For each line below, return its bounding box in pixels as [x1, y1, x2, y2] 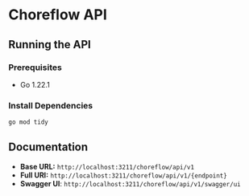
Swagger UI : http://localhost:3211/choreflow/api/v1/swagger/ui [19, 178, 241, 188]
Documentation [8, 141, 89, 154]
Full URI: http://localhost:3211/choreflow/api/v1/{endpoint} [19, 170, 227, 180]
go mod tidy [8, 118, 48, 126]
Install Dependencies [8, 100, 93, 111]
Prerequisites [8, 62, 62, 73]
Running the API [8, 38, 91, 51]
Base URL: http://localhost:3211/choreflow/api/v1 [19, 161, 195, 171]
